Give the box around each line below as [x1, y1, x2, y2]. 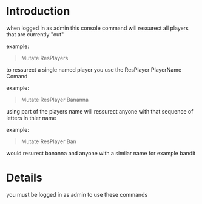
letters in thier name [6, 114, 56, 121]
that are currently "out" [6, 30, 64, 38]
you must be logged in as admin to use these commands [6, 191, 148, 198]
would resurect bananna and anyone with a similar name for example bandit [6, 149, 196, 157]
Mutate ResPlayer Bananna [21, 96, 89, 103]
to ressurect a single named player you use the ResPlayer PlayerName [6, 66, 182, 73]
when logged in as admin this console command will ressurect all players [6, 24, 189, 32]
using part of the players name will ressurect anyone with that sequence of [6, 107, 194, 115]
